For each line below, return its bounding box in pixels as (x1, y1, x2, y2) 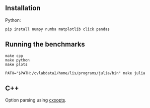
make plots (5, 62, 28, 67)
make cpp (5, 53, 23, 58)
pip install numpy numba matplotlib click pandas (5, 27, 110, 32)
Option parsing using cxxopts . (5, 97, 67, 103)
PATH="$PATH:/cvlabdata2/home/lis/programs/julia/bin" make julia (5, 70, 146, 76)
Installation (5, 4, 41, 12)
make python (5, 57, 30, 62)
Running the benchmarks (5, 40, 85, 49)
